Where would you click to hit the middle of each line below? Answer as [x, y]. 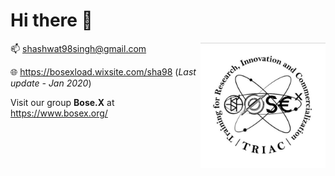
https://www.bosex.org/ [59, 113]
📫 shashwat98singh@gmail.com [78, 48]
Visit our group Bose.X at [62, 102]
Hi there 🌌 [51, 20]
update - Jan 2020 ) [51, 83]
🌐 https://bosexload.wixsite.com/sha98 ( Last [103, 71]
